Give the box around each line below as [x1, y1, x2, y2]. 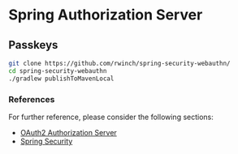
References [8, 93, 55, 105]
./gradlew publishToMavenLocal [8, 75, 115, 83]
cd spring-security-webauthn [8, 66, 107, 75]
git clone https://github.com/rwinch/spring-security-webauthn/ [8, 59, 231, 67]
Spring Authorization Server [8, 6, 203, 24]
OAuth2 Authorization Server [19, 127, 118, 137]
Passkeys [8, 38, 58, 52]
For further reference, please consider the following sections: [8, 112, 214, 122]
